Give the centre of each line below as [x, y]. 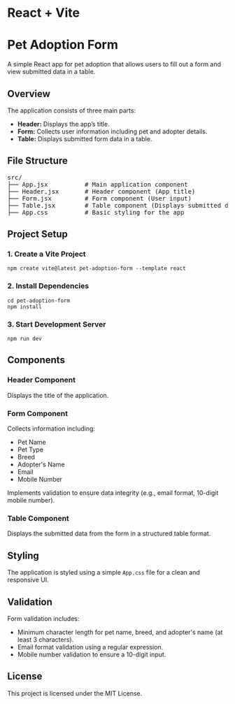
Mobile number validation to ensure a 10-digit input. [92, 654]
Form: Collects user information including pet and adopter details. [112, 131]
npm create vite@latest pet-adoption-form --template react [97, 268]
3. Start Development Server [57, 324]
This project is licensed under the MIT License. [75, 693]
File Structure [37, 161]
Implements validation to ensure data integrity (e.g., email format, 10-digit [113, 493]
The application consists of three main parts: [72, 110]
